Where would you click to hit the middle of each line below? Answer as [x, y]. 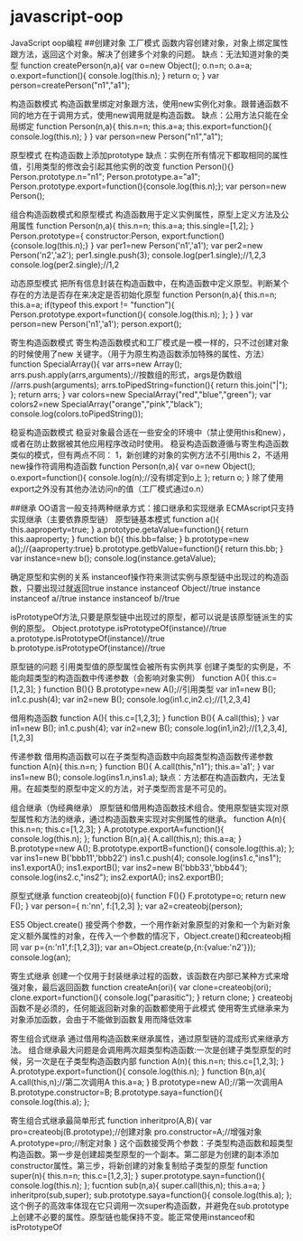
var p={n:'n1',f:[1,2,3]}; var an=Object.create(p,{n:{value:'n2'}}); [138, 947]
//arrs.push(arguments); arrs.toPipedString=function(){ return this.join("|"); [149, 385]
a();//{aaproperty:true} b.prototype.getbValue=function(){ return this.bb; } [147, 548]
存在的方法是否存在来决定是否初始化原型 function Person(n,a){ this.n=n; [144, 294]
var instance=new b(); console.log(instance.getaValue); [113, 558]
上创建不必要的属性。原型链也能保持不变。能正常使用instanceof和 [133, 1217]
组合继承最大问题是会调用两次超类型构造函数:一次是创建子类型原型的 [155, 1050]
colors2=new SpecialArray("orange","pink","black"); [107, 404]
